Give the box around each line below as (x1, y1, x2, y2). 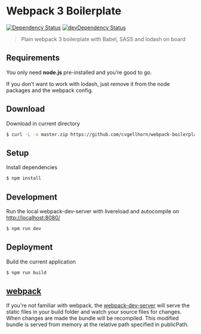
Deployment (6, 242, 53, 252)
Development (6, 192, 58, 202)
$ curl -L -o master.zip (6, 131, 68, 137)
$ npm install (6, 175, 42, 182)
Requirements (6, 53, 60, 63)
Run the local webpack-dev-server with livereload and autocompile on (6, 207, 179, 215)
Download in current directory (6, 119, 80, 127)
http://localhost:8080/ (6, 214, 61, 221)
